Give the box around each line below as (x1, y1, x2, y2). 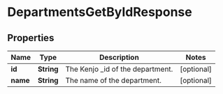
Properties (7, 32, 55, 44)
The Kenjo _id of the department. (65, 64, 173, 74)
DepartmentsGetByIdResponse (7, 4, 192, 20)
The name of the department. (65, 76, 162, 85)
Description (99, 53, 140, 62)
